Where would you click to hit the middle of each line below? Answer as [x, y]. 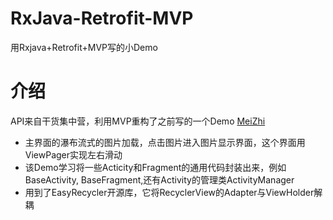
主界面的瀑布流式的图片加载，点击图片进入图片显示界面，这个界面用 [165, 142]
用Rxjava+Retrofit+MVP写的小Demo [84, 47]
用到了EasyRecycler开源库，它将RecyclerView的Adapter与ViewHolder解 [173, 192]
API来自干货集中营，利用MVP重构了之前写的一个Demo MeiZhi [138, 121]
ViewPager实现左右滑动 [73, 154]
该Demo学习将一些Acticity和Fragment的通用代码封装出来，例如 [155, 167]
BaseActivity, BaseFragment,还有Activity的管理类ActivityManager [159, 179]
